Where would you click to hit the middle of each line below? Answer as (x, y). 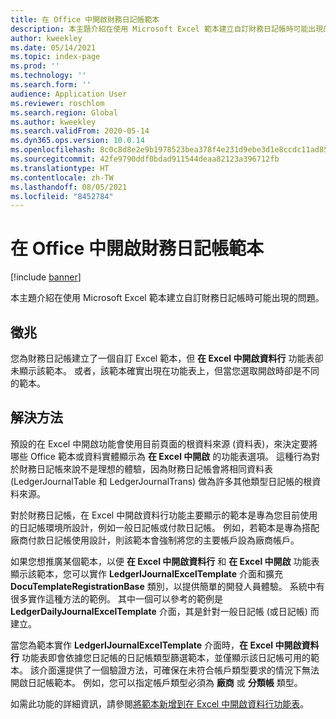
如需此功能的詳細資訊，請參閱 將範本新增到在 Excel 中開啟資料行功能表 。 (160, 703)
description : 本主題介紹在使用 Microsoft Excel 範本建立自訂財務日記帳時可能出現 (167, 29)
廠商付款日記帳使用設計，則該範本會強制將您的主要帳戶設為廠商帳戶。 (155, 540)
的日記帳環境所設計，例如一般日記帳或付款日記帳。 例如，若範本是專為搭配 (165, 527)
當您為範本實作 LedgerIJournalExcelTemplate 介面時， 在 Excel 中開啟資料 (165, 645)
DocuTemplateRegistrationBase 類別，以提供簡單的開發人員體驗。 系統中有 (167, 586)
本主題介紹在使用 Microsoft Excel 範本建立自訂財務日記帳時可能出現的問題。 (167, 298)
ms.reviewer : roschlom (57, 103)
